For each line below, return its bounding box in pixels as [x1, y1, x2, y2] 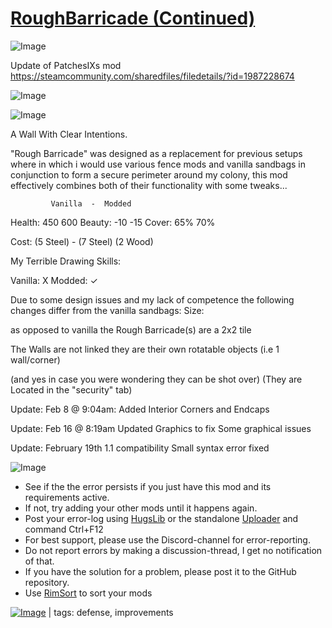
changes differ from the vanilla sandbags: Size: [10, 304, 205, 316]
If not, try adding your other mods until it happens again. [24, 502, 258, 514]
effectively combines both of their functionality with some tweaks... [10, 179, 288, 191]
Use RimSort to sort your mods [24, 587, 153, 599]
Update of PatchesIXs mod [10, 59, 122, 71]
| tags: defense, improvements [48, 606, 174, 618]
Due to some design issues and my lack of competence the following [10, 293, 295, 306]
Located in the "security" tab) [10, 383, 133, 396]
